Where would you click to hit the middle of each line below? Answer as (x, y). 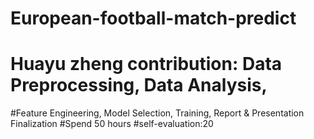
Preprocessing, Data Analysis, (139, 85)
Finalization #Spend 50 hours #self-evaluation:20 (112, 124)
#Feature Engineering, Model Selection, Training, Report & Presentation (157, 113)
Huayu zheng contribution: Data (146, 64)
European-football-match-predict (153, 18)
